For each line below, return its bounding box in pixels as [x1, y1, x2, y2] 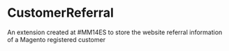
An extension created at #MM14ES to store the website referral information [7, 28, 223, 36]
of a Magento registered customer [7, 35, 106, 43]
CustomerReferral [7, 5, 114, 21]
